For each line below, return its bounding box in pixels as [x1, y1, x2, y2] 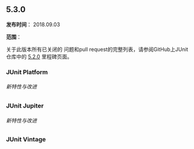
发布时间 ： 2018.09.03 [6, 20, 60, 28]
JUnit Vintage [6, 136, 46, 144]
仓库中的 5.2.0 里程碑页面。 [6, 53, 72, 60]
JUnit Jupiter [6, 102, 44, 110]
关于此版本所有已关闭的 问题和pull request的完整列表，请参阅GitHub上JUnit [6, 46, 189, 53]
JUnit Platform [6, 68, 48, 76]
